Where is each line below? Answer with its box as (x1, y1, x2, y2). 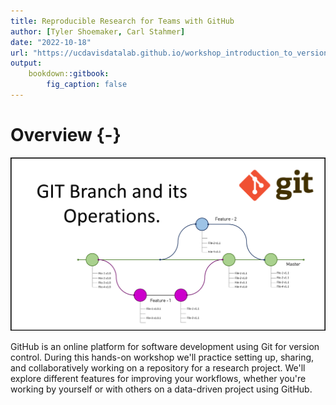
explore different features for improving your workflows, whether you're (10, 372, 307, 384)
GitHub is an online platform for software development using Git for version (10, 340, 320, 352)
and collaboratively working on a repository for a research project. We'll (10, 361, 306, 374)
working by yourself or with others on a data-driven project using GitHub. (10, 383, 313, 395)
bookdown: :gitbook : (28, 69, 110, 79)
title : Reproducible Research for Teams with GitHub (10, 16, 235, 26)
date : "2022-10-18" (10, 37, 92, 47)
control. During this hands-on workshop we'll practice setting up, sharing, (10, 351, 315, 363)
